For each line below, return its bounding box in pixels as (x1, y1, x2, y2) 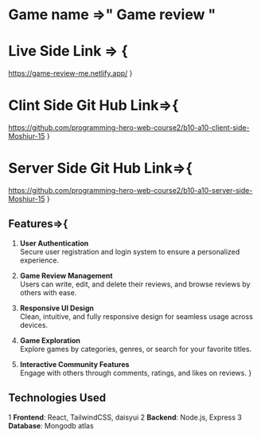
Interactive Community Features (19, 359, 130, 369)
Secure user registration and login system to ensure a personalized (19, 247, 240, 256)
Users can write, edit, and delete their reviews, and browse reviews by (19, 279, 251, 289)
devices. (19, 320, 49, 329)
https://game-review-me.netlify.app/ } (8, 69, 133, 78)
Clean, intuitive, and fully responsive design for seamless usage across (19, 311, 253, 321)
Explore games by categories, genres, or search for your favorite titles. (19, 344, 252, 353)
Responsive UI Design (19, 303, 94, 313)
